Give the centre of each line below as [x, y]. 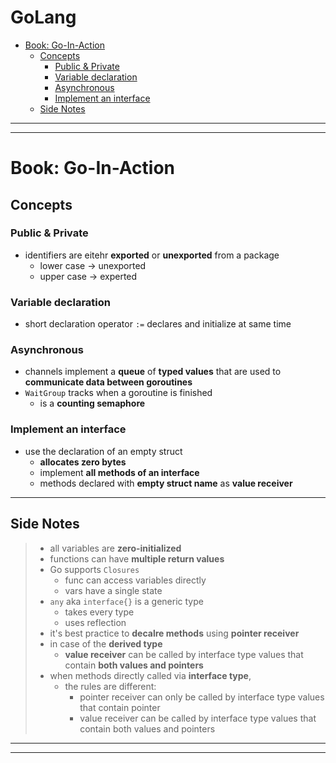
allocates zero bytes [83, 462]
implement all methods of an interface [119, 472]
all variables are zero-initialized [115, 548]
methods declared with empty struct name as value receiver [166, 483]
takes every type [99, 612]
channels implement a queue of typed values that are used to [153, 372]
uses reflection [95, 622]
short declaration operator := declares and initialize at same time [158, 324]
